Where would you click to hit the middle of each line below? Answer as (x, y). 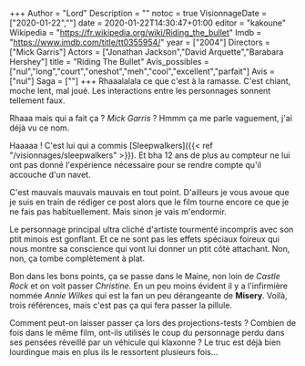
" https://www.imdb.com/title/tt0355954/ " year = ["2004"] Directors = (140, 42)
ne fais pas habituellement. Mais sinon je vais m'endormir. (118, 212)
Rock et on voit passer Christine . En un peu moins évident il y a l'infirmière (149, 286)
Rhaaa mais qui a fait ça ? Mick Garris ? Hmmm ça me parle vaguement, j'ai (151, 118)
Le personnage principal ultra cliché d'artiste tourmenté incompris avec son (152, 229)
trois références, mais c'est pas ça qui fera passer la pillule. (121, 305)
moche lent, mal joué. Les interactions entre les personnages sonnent (140, 91)
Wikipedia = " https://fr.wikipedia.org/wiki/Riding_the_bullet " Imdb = (136, 32)
